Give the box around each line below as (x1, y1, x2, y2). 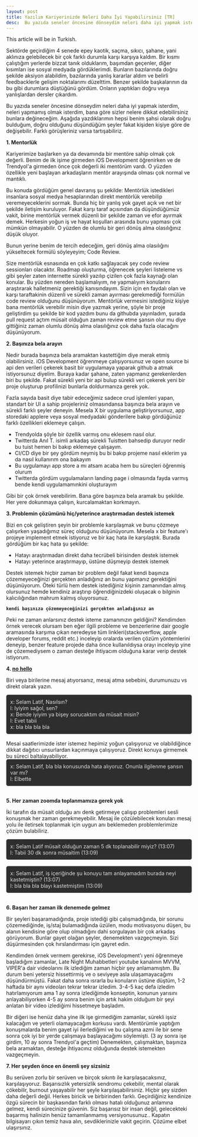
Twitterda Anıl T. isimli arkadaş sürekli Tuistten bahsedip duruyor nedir (14, 437, 186, 444)
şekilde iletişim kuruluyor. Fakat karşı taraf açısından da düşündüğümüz (6, 206, 180, 213)
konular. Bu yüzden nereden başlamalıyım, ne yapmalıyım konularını (6, 278, 171, 286)
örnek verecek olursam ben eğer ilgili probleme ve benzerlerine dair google (6, 623, 189, 630)
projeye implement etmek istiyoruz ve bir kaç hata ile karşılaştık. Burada (6, 534, 180, 541)
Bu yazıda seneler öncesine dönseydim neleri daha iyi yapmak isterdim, (6, 103, 180, 110)
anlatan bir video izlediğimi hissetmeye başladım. (6, 1002, 126, 1009)
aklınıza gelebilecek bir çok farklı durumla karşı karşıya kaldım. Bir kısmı (6, 54, 180, 61)
